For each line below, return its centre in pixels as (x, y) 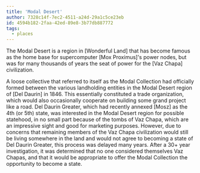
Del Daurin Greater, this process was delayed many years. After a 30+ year (98, 145)
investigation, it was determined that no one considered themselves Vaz (95, 151)
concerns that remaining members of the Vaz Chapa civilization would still (97, 132)
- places (22, 34)
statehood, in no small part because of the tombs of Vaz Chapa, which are (98, 119)
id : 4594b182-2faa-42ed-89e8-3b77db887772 (60, 23)
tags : (13, 28)
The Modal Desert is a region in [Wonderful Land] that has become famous (98, 51)
